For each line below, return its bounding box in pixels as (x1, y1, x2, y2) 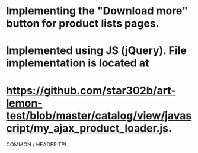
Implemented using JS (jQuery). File (6, 44, 187, 58)
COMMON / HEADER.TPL (6, 141, 68, 148)
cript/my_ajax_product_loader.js (6, 122, 169, 135)
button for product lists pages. (6, 17, 159, 30)
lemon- (6, 96, 43, 110)
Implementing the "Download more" (6, 4, 188, 18)
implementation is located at (6, 56, 149, 70)
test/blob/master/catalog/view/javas (6, 109, 192, 122)
